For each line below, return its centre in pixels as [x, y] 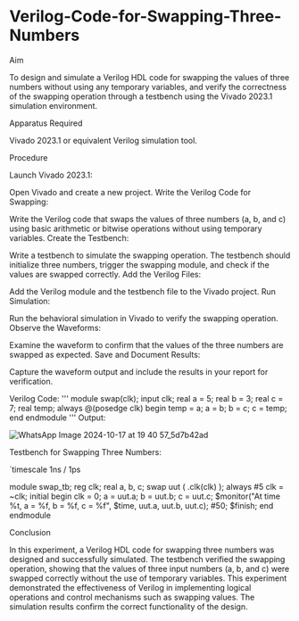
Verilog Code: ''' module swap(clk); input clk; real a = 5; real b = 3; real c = [146, 398]
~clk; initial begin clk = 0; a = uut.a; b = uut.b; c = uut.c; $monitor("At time [145, 496]
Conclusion [30, 532]
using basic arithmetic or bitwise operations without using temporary [136, 228]
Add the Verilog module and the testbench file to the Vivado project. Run [143, 291]
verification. [31, 381]
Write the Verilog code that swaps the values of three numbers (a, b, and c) [148, 219]
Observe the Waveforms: [55, 327]
